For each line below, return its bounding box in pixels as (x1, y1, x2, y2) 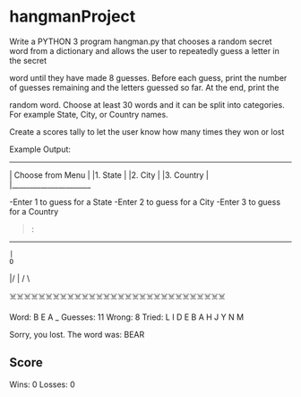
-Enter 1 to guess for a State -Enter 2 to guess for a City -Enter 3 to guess (9, 196, 280, 207)
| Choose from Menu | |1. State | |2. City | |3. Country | (9, 169, 209, 181)
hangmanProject (9, 6, 136, 27)
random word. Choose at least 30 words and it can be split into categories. (9, 99, 285, 110)
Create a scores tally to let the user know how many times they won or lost (9, 126, 285, 137)
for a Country (9, 206, 59, 216)
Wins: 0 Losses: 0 (9, 379, 76, 390)
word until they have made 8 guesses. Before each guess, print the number (9, 72, 288, 83)
